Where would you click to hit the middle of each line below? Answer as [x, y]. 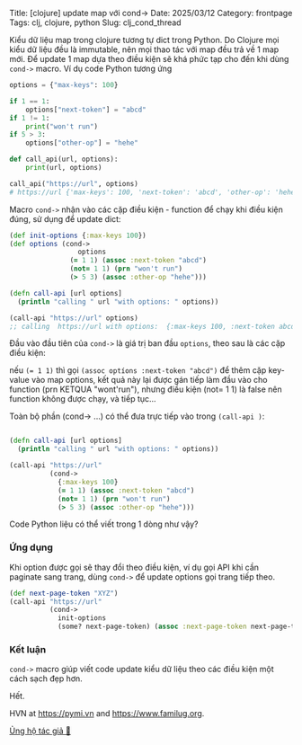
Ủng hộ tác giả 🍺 [40, 731]
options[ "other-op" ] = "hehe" [82, 143]
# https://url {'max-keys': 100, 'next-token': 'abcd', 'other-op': [140, 192]
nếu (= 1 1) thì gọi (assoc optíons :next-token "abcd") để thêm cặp [138, 370]
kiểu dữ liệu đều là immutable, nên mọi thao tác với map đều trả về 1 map [144, 49]
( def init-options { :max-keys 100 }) [78, 235]
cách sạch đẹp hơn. [46, 678]
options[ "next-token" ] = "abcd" [86, 110]
